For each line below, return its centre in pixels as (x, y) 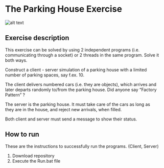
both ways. (16, 60)
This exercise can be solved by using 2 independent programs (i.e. (72, 49)
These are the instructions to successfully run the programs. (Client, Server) (82, 146)
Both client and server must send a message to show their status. (71, 119)
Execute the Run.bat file (36, 161)
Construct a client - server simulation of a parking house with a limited (76, 70)
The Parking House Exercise (64, 9)
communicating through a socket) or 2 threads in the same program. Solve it (82, 55)
